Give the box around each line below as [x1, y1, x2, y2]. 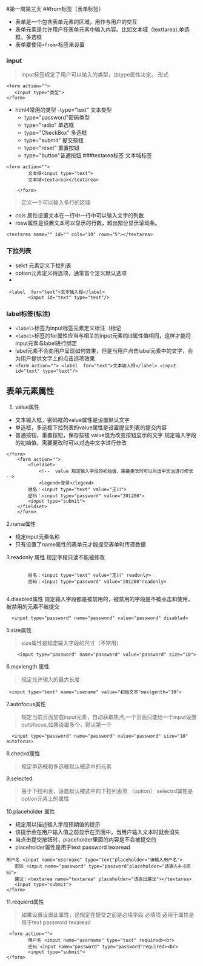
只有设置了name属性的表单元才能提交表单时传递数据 [15, 540, 147, 548]
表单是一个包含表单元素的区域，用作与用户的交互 [15, 18, 138, 26]
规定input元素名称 [15, 533, 60, 540]
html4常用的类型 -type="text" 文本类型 [15, 106, 112, 114]
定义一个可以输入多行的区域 [21, 199, 91, 206]
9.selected [6, 775, 33, 782]
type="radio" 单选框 [24, 121, 75, 129]
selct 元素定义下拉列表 [15, 262, 72, 269]
